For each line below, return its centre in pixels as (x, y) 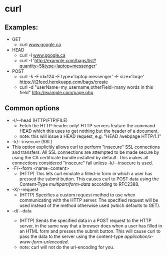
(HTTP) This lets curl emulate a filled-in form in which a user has (86, 173)
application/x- (139, 236)
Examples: (21, 27)
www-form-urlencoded (43, 241)
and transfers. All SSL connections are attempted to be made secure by (85, 152)
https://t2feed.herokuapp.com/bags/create (63, 82)
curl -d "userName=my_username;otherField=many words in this (86, 87)
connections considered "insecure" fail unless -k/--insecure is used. (82, 163)
